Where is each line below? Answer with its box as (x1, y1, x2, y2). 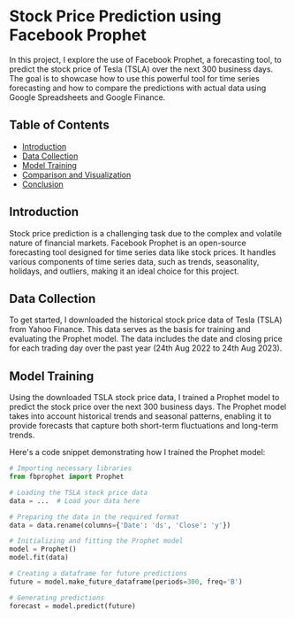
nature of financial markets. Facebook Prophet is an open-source (9, 237, 246, 248)
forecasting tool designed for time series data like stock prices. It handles (9, 246, 276, 258)
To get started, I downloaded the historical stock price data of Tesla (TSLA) (9, 314, 283, 325)
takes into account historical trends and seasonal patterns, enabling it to (9, 411, 272, 422)
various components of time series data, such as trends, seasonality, (9, 256, 260, 267)
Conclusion (21, 179, 64, 190)
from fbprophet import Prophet (9, 472, 125, 482)
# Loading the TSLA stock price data (9, 488, 148, 497)
